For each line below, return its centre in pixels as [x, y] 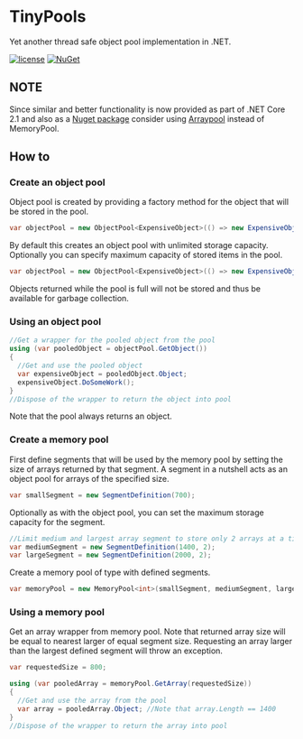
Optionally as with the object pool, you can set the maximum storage [137, 513]
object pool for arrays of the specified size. [89, 478]
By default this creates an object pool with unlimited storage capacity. [139, 245]
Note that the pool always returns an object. [91, 416]
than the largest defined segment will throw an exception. [116, 651]
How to [30, 157]
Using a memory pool [57, 613]
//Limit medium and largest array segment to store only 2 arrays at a [147, 539]
